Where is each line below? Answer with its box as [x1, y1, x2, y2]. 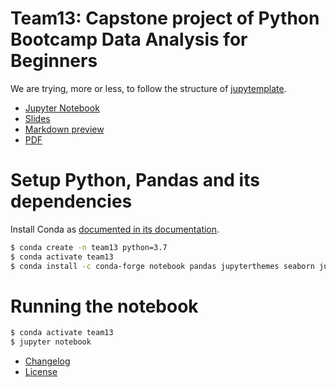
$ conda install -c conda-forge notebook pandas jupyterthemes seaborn [10, 261, 315, 271]
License [24, 366, 58, 378]
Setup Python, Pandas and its [10, 169, 260, 192]
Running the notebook [10, 295, 199, 317]
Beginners [10, 50, 98, 72]
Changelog [24, 355, 71, 367]
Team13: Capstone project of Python [10, 7, 320, 30]
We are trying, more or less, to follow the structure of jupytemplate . [10, 82, 287, 94]
